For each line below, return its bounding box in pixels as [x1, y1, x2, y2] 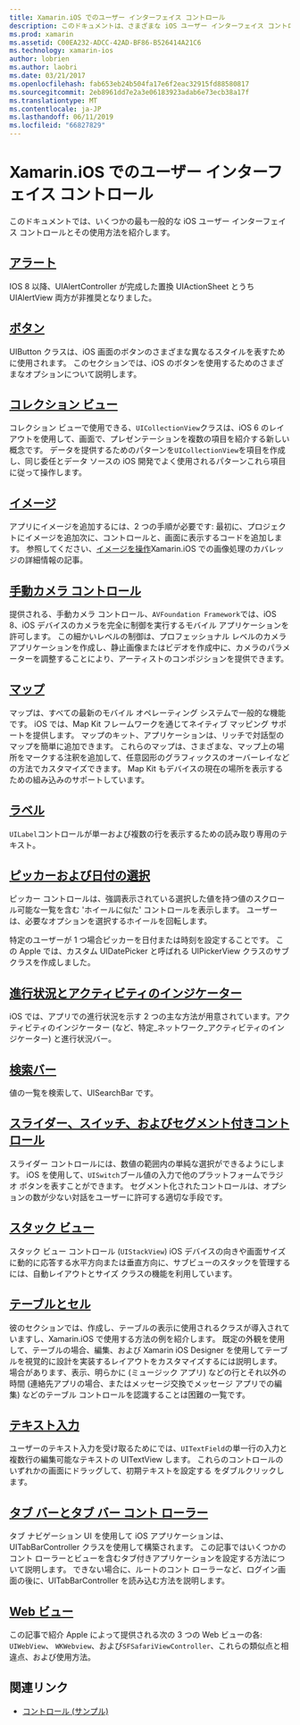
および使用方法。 [32, 1651, 96, 1662]
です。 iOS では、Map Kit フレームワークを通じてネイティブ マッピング [9, 718, 270, 729]
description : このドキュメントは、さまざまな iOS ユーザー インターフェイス [9, 21, 264, 30]
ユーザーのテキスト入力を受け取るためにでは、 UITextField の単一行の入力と [9, 1443, 288, 1454]
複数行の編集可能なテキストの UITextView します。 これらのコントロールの [9, 1454, 284, 1465]
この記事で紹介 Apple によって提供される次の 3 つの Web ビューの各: [9, 1629, 263, 1639]
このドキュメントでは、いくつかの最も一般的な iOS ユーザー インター [9, 215, 263, 226]
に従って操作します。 [9, 467, 87, 478]
